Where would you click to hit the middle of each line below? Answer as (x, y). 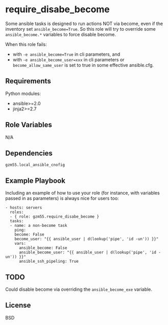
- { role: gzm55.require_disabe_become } (55, 217)
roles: (17, 212)
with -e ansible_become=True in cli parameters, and (66, 54)
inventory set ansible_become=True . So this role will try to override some (80, 29)
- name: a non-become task (39, 226)
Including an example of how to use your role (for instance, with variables (82, 193)
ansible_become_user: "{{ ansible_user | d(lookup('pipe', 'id (88, 252)
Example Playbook (35, 181)
